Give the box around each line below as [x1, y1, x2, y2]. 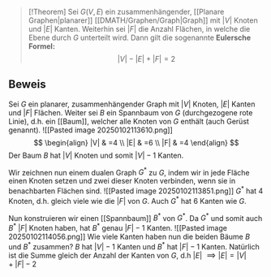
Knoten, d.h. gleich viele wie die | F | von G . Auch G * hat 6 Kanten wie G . [8, 195, 247, 206]
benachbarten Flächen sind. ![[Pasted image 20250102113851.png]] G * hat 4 [8, 184, 264, 196]
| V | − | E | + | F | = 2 [117, 54, 176, 63]
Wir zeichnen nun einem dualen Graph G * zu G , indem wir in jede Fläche [8, 166, 250, 177]
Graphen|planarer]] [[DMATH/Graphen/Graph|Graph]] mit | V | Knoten [28, 15, 258, 25]
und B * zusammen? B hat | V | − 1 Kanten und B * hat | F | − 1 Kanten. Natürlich [8, 240, 260, 251]
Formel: [28, 41, 55, 51]
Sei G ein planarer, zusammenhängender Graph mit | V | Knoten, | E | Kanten [8, 99, 256, 109]
